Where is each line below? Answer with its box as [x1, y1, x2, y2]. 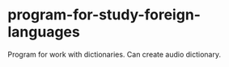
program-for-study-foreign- [7, 6, 201, 24]
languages [7, 23, 80, 41]
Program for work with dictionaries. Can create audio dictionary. [7, 49, 222, 59]
